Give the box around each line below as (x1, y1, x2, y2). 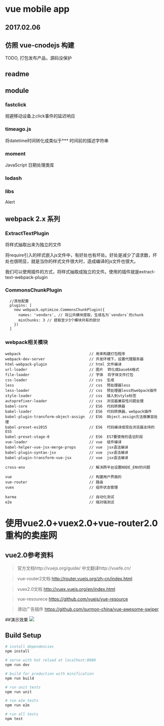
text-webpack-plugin (5, 274, 48, 280)
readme (5, 70, 30, 78)
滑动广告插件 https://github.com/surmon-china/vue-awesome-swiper (17, 606, 159, 612)
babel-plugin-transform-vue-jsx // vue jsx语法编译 (5, 455, 128, 460)
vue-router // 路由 (5, 480, 104, 485)
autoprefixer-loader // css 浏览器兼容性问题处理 (5, 398, 144, 403)
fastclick (5, 101, 27, 108)
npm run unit (5, 689, 32, 694)
